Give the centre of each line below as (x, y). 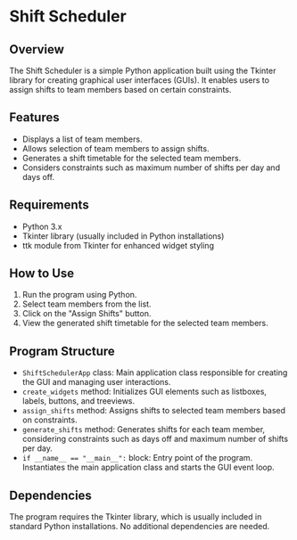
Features (34, 118)
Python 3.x (42, 226)
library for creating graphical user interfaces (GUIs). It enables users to (140, 80)
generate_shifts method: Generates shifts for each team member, (144, 430)
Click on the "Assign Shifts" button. (87, 314)
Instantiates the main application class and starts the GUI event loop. (148, 467)
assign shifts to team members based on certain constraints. (120, 90)
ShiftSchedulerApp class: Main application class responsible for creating (155, 372)
